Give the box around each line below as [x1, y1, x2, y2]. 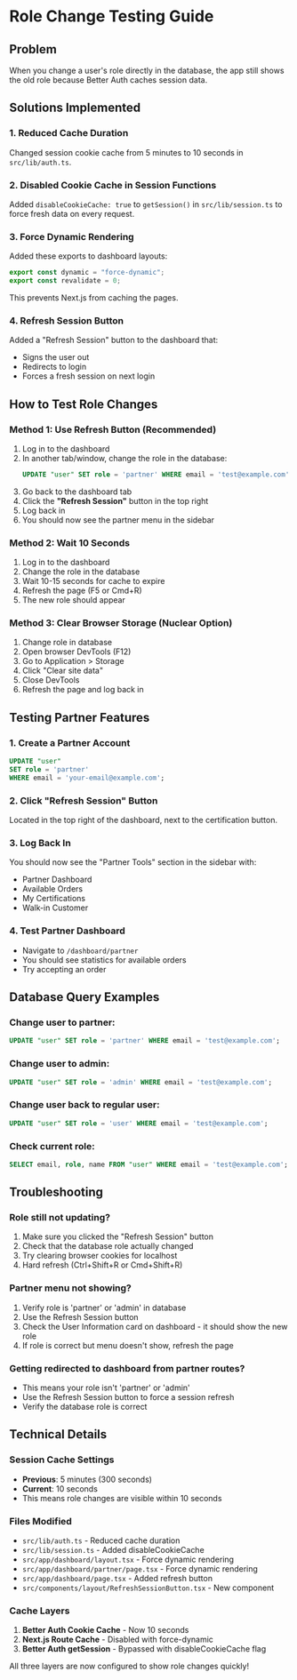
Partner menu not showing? [9, 1282, 132, 1294]
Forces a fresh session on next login [21, 371, 156, 381]
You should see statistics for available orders [21, 954, 187, 965]
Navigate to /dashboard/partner [21, 945, 139, 956]
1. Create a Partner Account [9, 736, 131, 748]
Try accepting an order [21, 964, 107, 974]
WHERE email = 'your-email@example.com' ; [9, 773, 165, 782]
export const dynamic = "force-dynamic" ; [9, 268, 165, 277]
